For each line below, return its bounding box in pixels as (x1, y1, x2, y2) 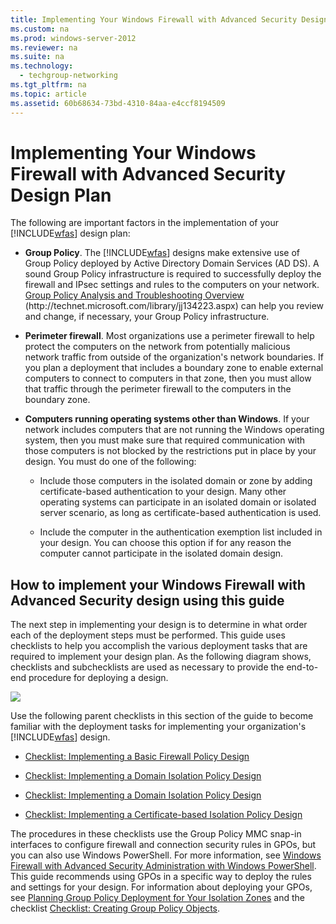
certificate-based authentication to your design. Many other (39, 486, 287, 498)
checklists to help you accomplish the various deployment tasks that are (10, 640, 308, 652)
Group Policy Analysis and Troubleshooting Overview (24, 289, 245, 301)
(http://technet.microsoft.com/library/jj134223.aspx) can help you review (24, 300, 325, 312)
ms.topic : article (10, 89, 87, 99)
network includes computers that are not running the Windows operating (24, 424, 325, 436)
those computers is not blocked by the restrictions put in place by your (24, 445, 317, 457)
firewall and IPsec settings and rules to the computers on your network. (24, 279, 320, 291)
